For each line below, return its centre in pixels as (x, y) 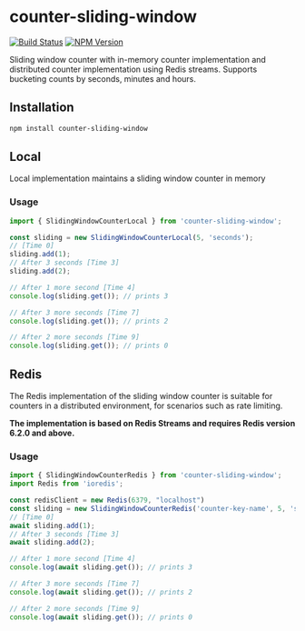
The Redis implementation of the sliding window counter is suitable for (141, 396)
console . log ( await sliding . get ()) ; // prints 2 (101, 592)
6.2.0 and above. (42, 433)
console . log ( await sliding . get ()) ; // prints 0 (101, 617)
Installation (42, 108)
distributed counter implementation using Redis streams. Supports (133, 69)
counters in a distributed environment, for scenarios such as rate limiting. (146, 406)
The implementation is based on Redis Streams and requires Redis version (152, 424)
